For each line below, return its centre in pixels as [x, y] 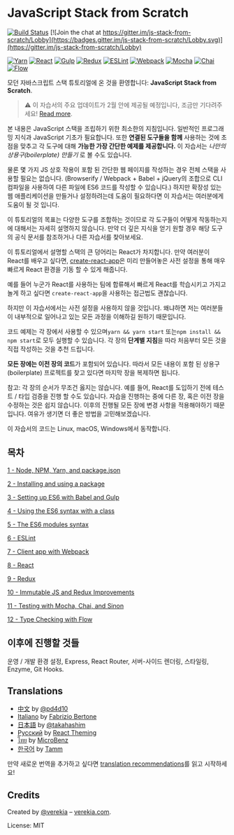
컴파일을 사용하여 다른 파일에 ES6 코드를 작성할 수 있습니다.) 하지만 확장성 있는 [115, 187]
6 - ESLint [22, 538]
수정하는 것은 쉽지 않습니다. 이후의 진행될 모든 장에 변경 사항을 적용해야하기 [110, 405]
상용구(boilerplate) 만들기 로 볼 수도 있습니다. [70, 155]
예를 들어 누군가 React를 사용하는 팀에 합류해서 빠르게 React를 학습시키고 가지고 [117, 284]
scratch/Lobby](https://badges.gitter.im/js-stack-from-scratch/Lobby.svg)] [115, 39]
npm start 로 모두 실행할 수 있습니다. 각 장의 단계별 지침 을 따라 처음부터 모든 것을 [117, 340]
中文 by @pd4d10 [43, 709]
